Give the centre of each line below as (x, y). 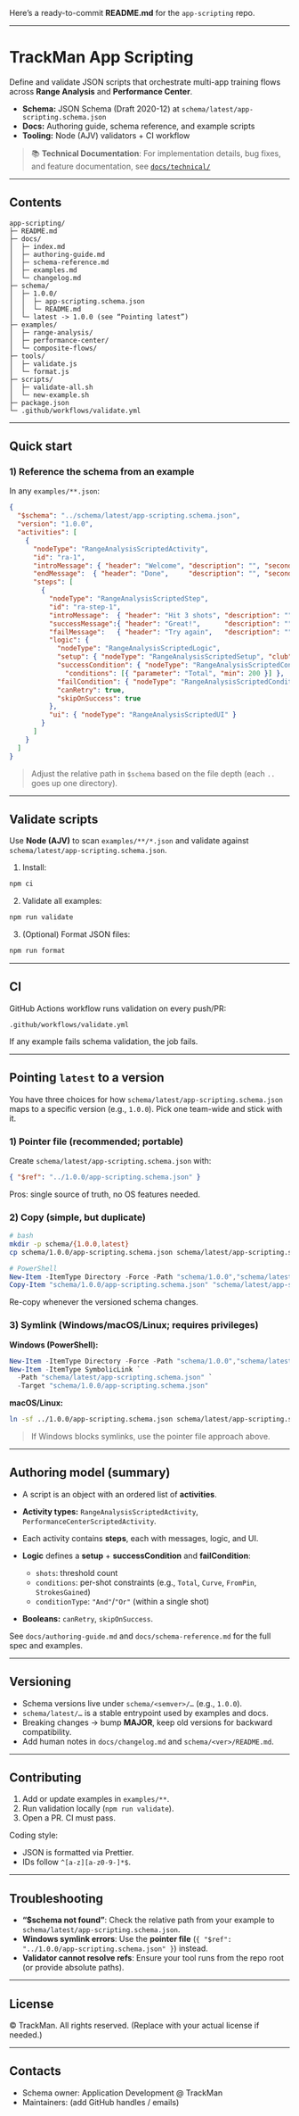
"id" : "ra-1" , (59, 557)
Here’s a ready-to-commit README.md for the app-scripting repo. (132, 13)
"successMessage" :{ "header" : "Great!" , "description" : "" (170, 624)
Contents (36, 203)
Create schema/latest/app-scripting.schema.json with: (110, 1160)
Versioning (40, 1682)
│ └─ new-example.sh (49, 395)
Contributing (45, 1778)
